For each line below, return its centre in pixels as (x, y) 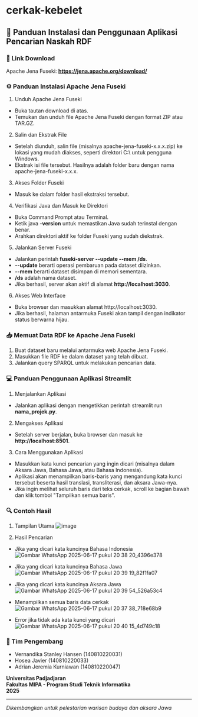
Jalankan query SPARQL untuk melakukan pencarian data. (85, 363)
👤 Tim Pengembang (35, 641)
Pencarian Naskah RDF (49, 41)
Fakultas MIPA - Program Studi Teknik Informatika (68, 684)
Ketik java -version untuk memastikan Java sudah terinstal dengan (96, 224)
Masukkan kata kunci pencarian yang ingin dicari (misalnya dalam (95, 464)
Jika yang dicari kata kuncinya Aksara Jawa (68, 584)
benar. (22, 230)
